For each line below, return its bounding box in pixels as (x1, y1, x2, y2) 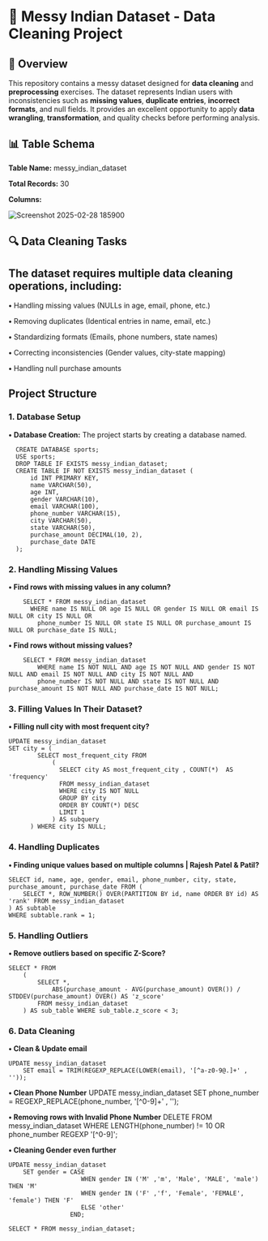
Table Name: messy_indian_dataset (8, 162, 127, 173)
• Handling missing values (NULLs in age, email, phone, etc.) (8, 300, 211, 311)
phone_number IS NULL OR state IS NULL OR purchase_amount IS (37, 619, 252, 627)
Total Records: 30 (8, 179, 70, 188)
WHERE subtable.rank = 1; (8, 911, 96, 920)
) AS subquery (51, 816, 100, 824)
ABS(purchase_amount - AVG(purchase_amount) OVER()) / (51, 985, 241, 993)
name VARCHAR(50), (29, 480, 92, 489)
